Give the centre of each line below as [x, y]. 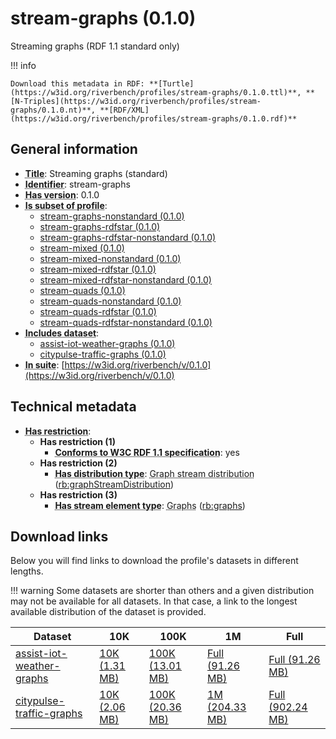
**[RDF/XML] [124, 110]
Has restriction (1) [77, 441]
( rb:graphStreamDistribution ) [114, 484]
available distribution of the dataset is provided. [108, 612]
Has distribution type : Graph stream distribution [154, 473]
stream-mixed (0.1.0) [82, 248]
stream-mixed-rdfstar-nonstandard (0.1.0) [125, 279]
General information [74, 149]
